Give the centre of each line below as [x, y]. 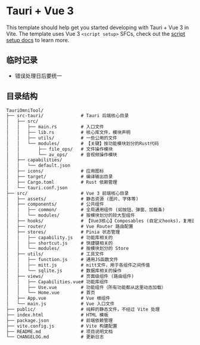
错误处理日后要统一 [38, 76]
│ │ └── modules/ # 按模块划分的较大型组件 [71, 215]
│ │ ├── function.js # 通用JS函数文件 [62, 260]
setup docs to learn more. [38, 40]
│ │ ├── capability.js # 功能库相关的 [60, 237]
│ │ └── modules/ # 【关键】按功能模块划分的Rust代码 [82, 143]
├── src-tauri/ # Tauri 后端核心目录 [68, 116]
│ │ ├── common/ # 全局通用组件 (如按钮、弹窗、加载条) [86, 210]
